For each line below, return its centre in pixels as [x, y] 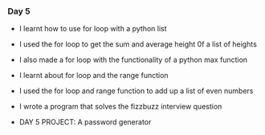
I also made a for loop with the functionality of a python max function [133, 60]
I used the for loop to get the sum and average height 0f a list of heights [138, 44]
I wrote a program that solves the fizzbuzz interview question [120, 107]
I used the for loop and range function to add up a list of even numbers [136, 91]
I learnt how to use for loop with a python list [93, 29]
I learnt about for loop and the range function [94, 76]
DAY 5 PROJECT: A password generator [85, 122]
